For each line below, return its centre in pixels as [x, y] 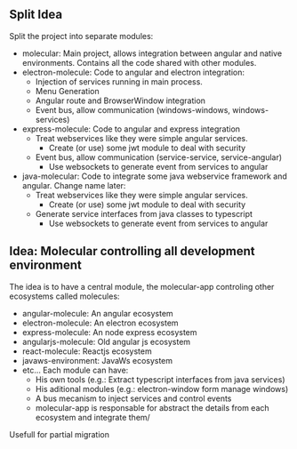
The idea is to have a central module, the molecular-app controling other [142, 286]
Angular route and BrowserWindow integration [120, 100]
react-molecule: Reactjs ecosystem [87, 351]
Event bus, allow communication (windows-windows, [133, 109]
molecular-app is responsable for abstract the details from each [152, 407]
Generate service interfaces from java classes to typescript [144, 213]
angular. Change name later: [74, 185]
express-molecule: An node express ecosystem [109, 332]
